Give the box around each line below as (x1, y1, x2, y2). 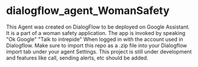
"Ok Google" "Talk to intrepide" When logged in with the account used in (6, 36, 183, 43)
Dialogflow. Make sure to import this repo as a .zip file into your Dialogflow (6, 42, 187, 49)
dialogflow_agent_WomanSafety (6, 4, 170, 17)
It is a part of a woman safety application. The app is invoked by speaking (6, 29, 186, 36)
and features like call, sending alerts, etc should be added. (6, 54, 149, 61)
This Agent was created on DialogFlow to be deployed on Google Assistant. (6, 23, 190, 30)
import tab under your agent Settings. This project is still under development (6, 48, 192, 55)
